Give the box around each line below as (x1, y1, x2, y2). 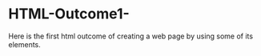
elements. (8, 39, 42, 49)
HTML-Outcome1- (8, 5, 130, 23)
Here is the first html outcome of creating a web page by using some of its (8, 31, 254, 41)
